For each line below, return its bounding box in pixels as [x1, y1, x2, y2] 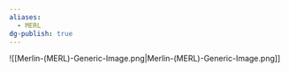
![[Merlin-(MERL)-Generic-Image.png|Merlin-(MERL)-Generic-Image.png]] [9, 54, 281, 64]
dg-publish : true [9, 29, 73, 38]
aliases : [9, 12, 42, 22]
